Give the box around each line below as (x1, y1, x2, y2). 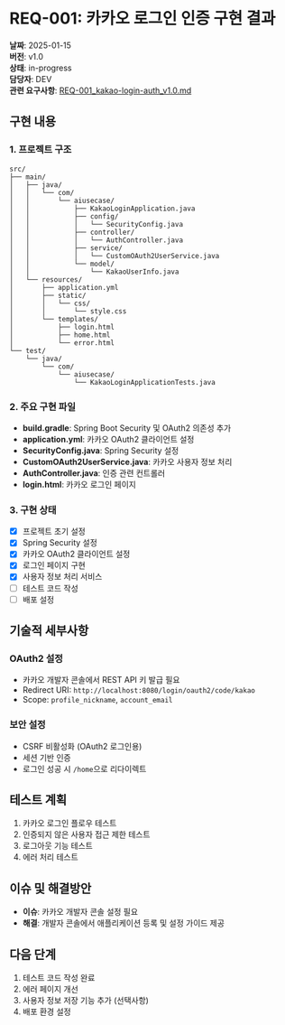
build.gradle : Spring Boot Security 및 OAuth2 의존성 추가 (22, 422, 232, 433)
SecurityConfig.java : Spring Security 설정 (22, 444, 179, 456)
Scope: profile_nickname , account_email (22, 694, 173, 705)
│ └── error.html (9, 338, 115, 348)
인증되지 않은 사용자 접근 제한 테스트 (22, 829, 151, 840)
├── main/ (9, 172, 47, 182)
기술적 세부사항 (9, 623, 89, 638)
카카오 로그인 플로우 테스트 (22, 818, 117, 829)
